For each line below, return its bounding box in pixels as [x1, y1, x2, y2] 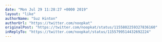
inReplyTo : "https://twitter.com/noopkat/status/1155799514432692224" [5, 29, 151, 34]
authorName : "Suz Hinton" [5, 16, 57, 21]
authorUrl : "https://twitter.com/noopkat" [5, 20, 92, 26]
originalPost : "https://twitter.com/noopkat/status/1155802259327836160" [5, 25, 158, 30]
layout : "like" [5, 12, 36, 16]
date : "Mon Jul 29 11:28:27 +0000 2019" [5, 7, 89, 12]
